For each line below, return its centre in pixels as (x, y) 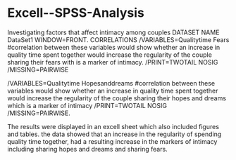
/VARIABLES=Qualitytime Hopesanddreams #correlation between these (111, 83)
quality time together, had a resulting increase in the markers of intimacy (112, 141)
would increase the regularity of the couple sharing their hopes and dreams (117, 98)
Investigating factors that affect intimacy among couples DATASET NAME (113, 32)
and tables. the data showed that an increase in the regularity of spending (114, 134)
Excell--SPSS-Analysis (76, 13)
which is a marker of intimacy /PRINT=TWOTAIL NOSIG (87, 105)
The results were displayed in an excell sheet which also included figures (113, 126)
